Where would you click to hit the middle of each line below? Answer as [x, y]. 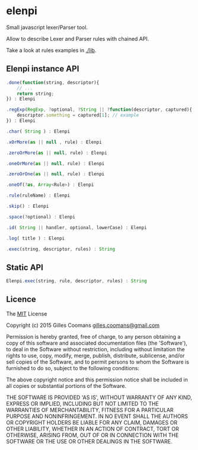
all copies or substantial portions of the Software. [66, 385]
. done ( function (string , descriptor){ [53, 82]
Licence [21, 299]
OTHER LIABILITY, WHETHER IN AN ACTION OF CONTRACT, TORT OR [92, 429]
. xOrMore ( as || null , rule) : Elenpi [54, 142]
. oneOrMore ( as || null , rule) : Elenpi [55, 163]
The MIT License [27, 314]
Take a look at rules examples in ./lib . [51, 50]
